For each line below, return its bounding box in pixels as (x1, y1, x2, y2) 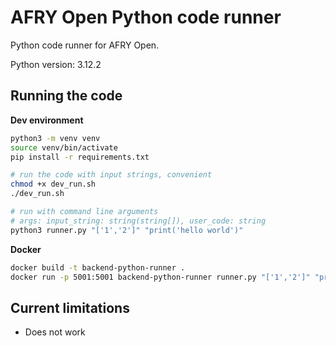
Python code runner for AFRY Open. (10, 39, 160, 51)
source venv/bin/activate (10, 142, 118, 153)
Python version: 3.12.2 (10, 58, 102, 70)
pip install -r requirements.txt (10, 152, 150, 162)
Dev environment (10, 114, 84, 126)
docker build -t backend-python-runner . (10, 262, 186, 273)
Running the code (10, 87, 123, 105)
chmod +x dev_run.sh (10, 179, 97, 190)
